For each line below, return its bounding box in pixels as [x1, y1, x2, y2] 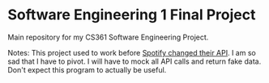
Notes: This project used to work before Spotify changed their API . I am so [7, 48, 256, 57]
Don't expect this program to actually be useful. [7, 64, 167, 74]
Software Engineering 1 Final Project [7, 6, 256, 24]
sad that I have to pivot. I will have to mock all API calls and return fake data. [7, 56, 262, 66]
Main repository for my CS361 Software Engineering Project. [7, 32, 209, 42]
